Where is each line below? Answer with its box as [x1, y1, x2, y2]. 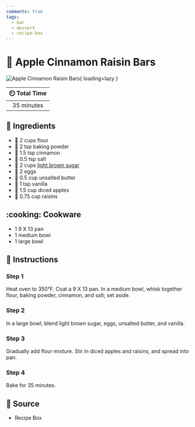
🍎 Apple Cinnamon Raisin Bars [6, 56, 156, 69]
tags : [6, 14, 19, 20]
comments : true [6, 8, 43, 15]
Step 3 [6, 334, 25, 343]
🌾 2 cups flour [14, 136, 49, 144]
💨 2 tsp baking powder [14, 143, 69, 150]
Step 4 [6, 368, 25, 377]
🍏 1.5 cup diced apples [14, 186, 69, 193]
